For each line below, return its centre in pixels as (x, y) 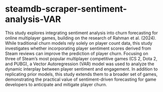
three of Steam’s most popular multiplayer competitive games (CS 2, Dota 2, (81, 58)
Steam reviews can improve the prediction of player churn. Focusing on (77, 53)
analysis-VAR (33, 19)
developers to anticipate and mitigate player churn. (56, 84)
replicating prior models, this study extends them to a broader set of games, (81, 74)
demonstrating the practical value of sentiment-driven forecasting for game (81, 79)
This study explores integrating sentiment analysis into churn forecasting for (81, 33)
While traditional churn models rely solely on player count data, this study (79, 43)
